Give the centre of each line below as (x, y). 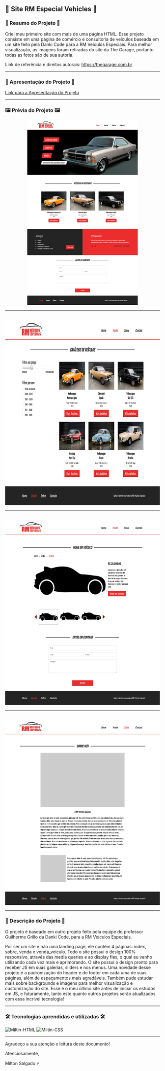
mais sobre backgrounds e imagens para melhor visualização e (69, 983)
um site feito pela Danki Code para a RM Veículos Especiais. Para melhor (79, 44)
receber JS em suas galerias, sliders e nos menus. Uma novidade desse (78, 967)
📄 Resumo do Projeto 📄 (33, 23)
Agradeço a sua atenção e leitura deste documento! (58, 1044)
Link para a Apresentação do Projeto (42, 92)
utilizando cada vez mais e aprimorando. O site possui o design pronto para (82, 962)
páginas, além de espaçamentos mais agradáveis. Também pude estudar (79, 978)
